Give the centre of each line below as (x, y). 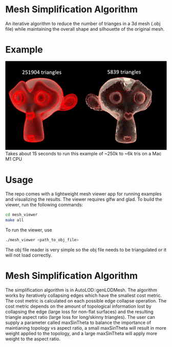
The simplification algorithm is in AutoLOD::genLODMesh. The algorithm (81, 290)
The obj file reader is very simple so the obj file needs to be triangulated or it (86, 250)
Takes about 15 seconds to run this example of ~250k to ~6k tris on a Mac (83, 154)
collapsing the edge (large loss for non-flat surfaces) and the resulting (79, 311)
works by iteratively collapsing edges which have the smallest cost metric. (84, 295)
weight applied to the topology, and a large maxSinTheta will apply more (81, 333)
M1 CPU (14, 159)
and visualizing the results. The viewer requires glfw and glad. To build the (84, 199)
